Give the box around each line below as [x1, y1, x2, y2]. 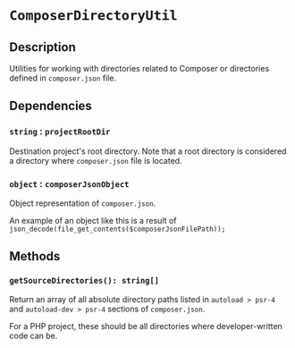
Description [9, 39, 76, 55]
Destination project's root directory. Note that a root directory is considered [9, 146, 287, 157]
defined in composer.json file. [9, 72, 117, 83]
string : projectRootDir [9, 125, 111, 138]
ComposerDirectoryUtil [9, 7, 178, 24]
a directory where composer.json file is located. [9, 155, 182, 166]
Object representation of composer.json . [9, 198, 156, 208]
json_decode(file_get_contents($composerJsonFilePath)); [9, 225, 226, 233]
